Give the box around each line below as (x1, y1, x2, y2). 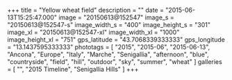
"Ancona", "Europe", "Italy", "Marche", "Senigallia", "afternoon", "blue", (7, 50, 210, 58)
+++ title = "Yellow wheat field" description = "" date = (7, 6, 165, 14)
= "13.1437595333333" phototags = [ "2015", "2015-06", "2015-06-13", (7, 43, 210, 51)
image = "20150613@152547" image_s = (58, 13, 175, 22)
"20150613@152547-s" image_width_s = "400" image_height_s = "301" (7, 21, 210, 29)
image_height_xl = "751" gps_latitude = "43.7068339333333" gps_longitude (7, 35, 226, 44)
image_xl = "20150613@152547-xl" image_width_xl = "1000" (7, 28, 180, 36)
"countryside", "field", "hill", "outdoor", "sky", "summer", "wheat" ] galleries (7, 58, 222, 65)
